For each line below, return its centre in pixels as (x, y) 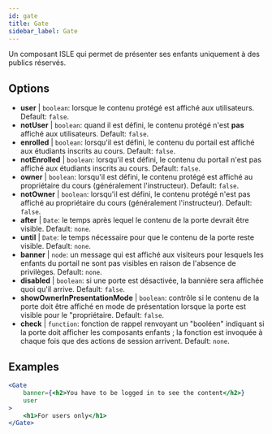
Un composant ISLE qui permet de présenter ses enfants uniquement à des (134, 54)
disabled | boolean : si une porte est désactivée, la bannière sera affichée (142, 280)
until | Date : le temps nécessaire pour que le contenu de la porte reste (137, 237)
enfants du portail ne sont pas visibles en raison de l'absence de (128, 263)
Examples (34, 367)
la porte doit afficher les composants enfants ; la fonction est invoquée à (141, 332)
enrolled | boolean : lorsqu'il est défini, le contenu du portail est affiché (137, 142)
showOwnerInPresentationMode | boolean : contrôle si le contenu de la (140, 298)
